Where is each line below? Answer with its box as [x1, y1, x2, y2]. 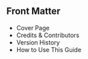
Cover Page [16, 23, 50, 32]
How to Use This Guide [16, 45, 82, 54]
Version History [16, 38, 60, 47]
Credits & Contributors [16, 31, 80, 39]
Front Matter [6, 5, 61, 17]
